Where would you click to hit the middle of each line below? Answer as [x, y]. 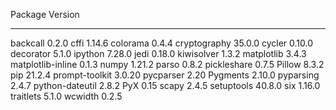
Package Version [45, 14]
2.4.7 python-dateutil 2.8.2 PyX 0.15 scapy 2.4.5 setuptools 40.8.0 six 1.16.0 [165, 85]
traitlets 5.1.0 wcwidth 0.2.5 [66, 96]
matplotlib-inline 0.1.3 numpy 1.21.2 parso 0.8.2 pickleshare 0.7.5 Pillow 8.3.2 [167, 64]
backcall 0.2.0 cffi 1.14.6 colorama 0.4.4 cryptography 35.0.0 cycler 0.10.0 [162, 43]
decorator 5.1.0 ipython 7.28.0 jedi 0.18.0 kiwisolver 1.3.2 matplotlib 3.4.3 [158, 53]
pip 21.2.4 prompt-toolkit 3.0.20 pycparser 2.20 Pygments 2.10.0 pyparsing [165, 75]
